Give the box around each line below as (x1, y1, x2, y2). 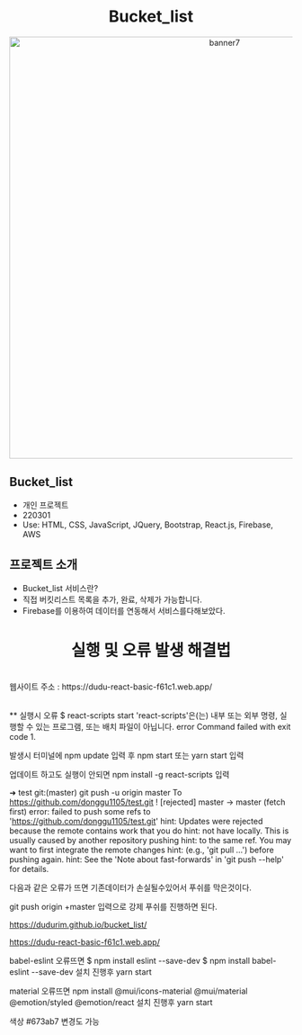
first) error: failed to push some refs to (9, 805, 151, 816)
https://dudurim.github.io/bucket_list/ (9, 919, 147, 930)
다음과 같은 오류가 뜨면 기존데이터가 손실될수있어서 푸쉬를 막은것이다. (9, 882, 252, 893)
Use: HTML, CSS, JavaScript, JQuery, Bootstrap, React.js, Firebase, (22, 519, 274, 530)
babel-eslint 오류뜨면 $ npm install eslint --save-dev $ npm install (9, 955, 250, 966)
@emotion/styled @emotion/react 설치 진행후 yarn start (9, 996, 213, 1007)
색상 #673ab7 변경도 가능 (9, 1015, 101, 1027)
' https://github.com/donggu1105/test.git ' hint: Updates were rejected (9, 815, 263, 826)
